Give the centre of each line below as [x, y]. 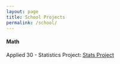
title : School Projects [36, 17]
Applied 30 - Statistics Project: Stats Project [60, 55]
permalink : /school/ [32, 23]
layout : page [22, 12]
